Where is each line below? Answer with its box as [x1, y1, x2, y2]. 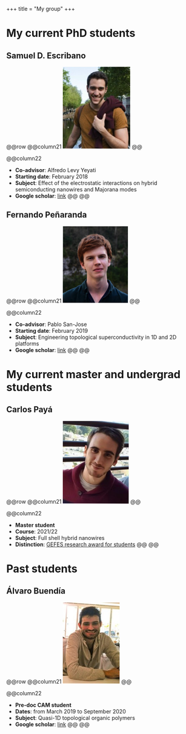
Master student [15, 521, 55, 529]
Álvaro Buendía [6, 586, 65, 596]
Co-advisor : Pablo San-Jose [15, 321, 87, 328]
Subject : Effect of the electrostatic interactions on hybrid [15, 179, 158, 187]
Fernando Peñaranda [6, 210, 87, 220]
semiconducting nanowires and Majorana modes [15, 186, 138, 193]
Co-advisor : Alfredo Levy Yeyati [15, 167, 96, 173]
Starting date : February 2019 [15, 327, 88, 334]
